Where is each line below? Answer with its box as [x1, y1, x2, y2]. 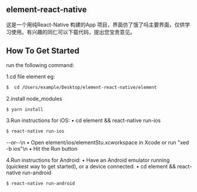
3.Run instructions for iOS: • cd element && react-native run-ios [6, 117, 161, 124]
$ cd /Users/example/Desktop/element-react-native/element [6, 84, 157, 90]
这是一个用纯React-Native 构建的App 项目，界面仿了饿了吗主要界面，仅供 [6, 21, 185, 28]
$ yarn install [6, 106, 44, 112]
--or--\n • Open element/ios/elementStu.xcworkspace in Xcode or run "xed [6, 139, 189, 146]
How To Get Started [6, 46, 80, 56]
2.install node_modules [6, 95, 63, 102]
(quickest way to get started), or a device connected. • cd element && [6, 163, 176, 170]
